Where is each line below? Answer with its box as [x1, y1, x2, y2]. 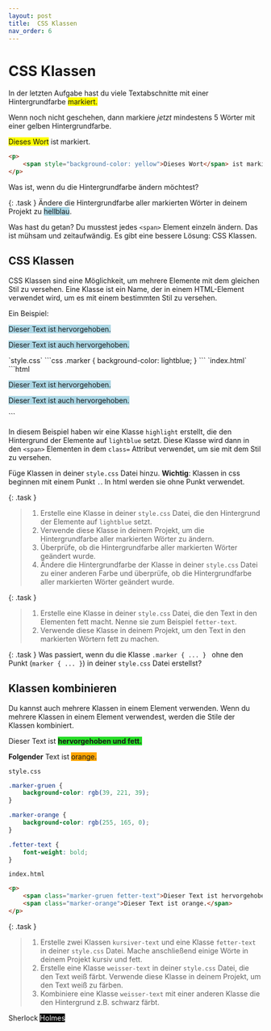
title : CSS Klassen [8, 19, 78, 27]
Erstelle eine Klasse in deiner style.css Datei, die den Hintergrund [40, 508, 261, 518]
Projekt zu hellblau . [8, 206, 73, 216]
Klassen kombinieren [8, 682, 117, 695]
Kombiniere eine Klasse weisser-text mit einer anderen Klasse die [40, 988, 261, 999]
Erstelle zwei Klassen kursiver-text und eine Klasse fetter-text [40, 937, 256, 947]
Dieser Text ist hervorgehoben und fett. [8, 736, 143, 746]
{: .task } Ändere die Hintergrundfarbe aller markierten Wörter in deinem [8, 197, 248, 207]
